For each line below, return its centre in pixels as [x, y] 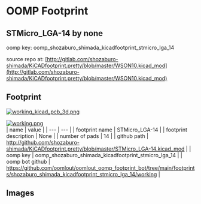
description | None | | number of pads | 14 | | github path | [77, 136]
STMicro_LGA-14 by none [55, 33]
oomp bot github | [28, 161]
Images [20, 193]
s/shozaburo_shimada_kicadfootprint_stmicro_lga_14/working [82, 174]
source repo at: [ [27, 59]
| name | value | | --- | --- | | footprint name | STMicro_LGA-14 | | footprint [97, 130]
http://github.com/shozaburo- [43, 142]
